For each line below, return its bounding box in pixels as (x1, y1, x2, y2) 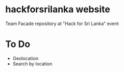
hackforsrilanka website (5, 4, 111, 15)
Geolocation (12, 55, 39, 61)
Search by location (12, 60, 53, 67)
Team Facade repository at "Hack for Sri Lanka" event (5, 20, 119, 27)
